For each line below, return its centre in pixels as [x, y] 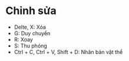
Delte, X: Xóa [30, 27]
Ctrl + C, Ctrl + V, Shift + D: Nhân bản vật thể [68, 52]
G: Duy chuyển [32, 33]
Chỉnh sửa [31, 11]
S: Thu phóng [31, 46]
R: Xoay [23, 39]
